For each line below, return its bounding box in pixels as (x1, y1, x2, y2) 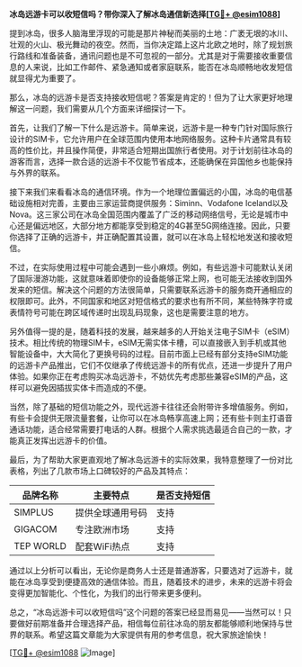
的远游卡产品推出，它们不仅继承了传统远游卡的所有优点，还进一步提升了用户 (9, 360, 293, 370)
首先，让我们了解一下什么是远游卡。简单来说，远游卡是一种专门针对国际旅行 (9, 122, 293, 133)
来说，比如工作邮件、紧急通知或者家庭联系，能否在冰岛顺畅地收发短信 (32, 62, 293, 72)
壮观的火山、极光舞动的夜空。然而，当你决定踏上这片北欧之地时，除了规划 (9, 40, 285, 50)
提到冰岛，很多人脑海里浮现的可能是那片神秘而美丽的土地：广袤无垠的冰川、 (9, 28, 293, 39)
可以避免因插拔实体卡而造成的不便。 (16, 383, 151, 392)
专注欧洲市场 (75, 524, 130, 536)
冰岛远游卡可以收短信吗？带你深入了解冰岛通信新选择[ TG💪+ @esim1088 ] (9, 9, 281, 19)
